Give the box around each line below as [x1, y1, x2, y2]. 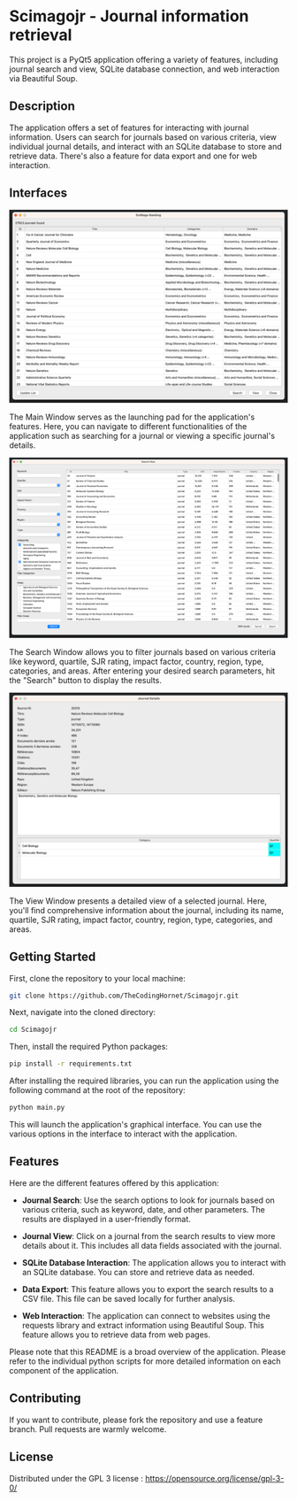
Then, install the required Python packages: [9, 1042, 168, 1052]
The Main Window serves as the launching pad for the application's [9, 412, 255, 422]
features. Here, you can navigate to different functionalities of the [9, 421, 247, 432]
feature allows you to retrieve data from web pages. [21, 1329, 210, 1340]
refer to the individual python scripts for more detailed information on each [9, 1356, 281, 1366]
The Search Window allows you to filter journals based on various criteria [9, 647, 277, 658]
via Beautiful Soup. [9, 73, 78, 83]
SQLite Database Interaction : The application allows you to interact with [21, 1257, 286, 1267]
